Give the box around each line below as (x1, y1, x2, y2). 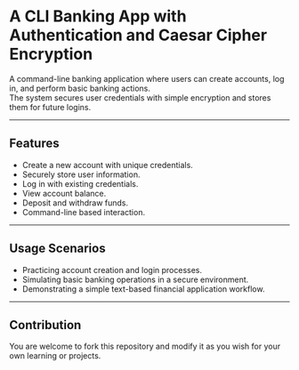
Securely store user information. (21, 169, 141, 180)
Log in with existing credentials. (21, 178, 139, 189)
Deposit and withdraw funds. (21, 197, 129, 208)
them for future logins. (9, 101, 92, 112)
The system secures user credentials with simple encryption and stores (9, 92, 271, 103)
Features (9, 136, 60, 151)
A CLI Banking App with (9, 6, 187, 27)
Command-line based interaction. (21, 206, 145, 217)
